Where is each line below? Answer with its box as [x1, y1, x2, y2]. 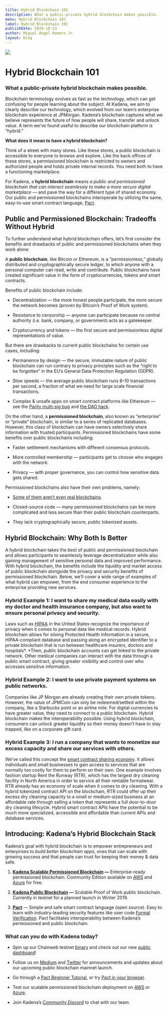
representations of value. [12, 332, 65, 339]
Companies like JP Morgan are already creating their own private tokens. [5, 694, 156, 700]
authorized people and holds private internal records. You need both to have [5, 163, 163, 170]
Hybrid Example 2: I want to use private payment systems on [5, 676, 156, 683]
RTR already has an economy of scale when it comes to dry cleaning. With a [5, 783, 163, 789]
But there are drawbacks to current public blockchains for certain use [5, 343, 149, 349]
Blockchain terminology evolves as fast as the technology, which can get [5, 96, 156, 102]
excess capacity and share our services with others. [5, 745, 136, 752]
